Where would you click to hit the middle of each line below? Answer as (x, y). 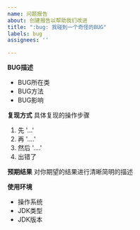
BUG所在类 (34, 83)
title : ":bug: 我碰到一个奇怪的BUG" (57, 27)
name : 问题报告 (28, 14)
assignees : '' (28, 40)
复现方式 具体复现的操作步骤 (48, 115)
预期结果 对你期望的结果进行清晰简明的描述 (70, 172)
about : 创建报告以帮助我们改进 (47, 21)
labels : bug (25, 34)
